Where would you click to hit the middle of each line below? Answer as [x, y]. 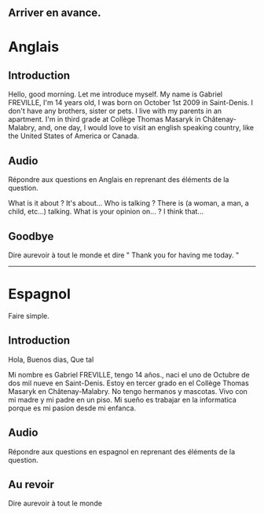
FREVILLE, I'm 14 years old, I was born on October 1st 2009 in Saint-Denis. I [131, 103]
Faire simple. [29, 315]
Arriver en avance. [55, 13]
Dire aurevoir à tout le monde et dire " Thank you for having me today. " [124, 255]
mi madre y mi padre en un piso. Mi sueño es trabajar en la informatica [123, 399]
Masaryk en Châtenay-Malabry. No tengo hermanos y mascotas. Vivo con [128, 391]
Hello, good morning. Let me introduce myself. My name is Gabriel [115, 94]
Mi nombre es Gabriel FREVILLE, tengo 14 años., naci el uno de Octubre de [129, 374]
